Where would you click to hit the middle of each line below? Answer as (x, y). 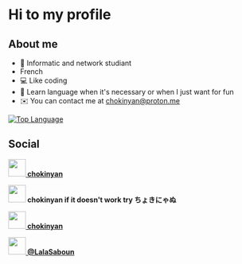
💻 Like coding (43, 80)
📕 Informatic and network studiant (76, 63)
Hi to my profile (60, 15)
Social (24, 144)
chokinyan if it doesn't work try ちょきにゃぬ (102, 200)
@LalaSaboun (51, 251)
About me (33, 44)
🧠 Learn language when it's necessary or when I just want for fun (127, 92)
